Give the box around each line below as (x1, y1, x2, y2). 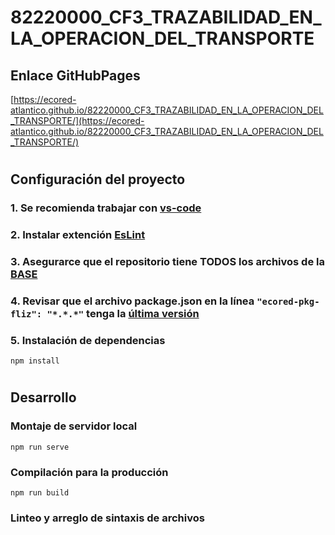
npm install (10, 356, 60, 366)
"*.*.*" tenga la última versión (46, 306, 200, 320)
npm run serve (10, 442, 70, 452)
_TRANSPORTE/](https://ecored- (10, 115, 145, 126)
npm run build (10, 487, 70, 498)
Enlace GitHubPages (10, 67, 141, 84)
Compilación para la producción (10, 465, 169, 479)
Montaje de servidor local (10, 419, 138, 433)
